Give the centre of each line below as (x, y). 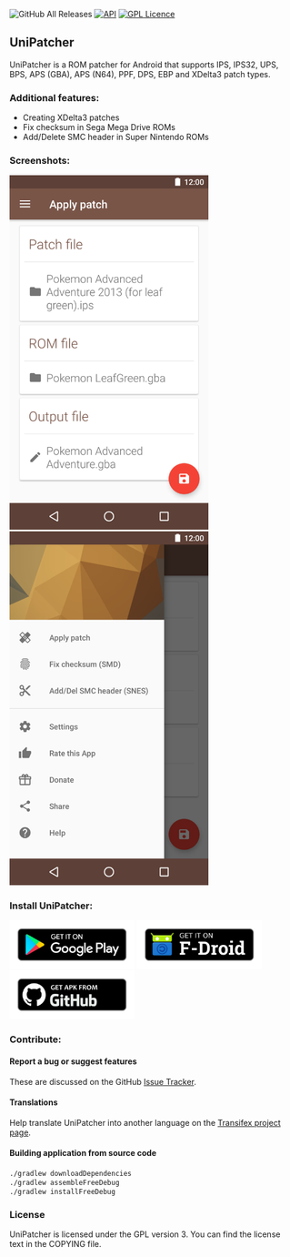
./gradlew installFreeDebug (63, 1191)
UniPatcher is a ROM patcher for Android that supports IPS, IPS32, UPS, (144, 65)
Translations (34, 1102)
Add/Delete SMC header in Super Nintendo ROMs (115, 137)
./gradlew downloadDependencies (70, 1173)
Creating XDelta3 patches (71, 117)
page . (20, 1132)
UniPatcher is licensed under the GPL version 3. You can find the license (145, 1234)
